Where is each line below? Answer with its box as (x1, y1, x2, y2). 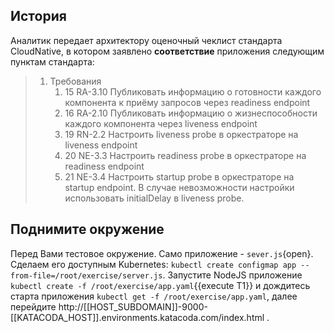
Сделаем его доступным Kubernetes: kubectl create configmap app (10, 258, 297, 270)
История (10, 8, 67, 25)
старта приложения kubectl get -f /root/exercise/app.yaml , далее (10, 290, 298, 302)
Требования (49, 75, 102, 87)
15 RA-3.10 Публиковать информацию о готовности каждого (64, 85, 322, 98)
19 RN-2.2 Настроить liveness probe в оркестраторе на (64, 128, 299, 140)
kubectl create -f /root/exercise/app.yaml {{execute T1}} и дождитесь (10, 279, 311, 291)
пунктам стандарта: (10, 55, 95, 68)
